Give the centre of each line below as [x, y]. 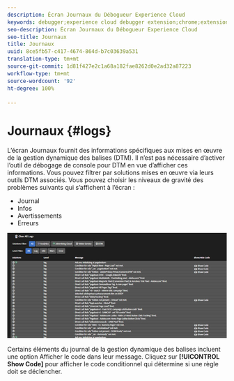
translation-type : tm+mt [43, 59]
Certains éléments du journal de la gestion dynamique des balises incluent [114, 349]
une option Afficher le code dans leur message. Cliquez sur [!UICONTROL [114, 357]
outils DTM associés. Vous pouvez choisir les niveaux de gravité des [106, 180]
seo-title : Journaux [37, 37]
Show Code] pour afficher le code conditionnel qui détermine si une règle [113, 364]
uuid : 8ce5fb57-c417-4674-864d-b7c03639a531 [73, 52]
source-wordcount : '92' [42, 81]
